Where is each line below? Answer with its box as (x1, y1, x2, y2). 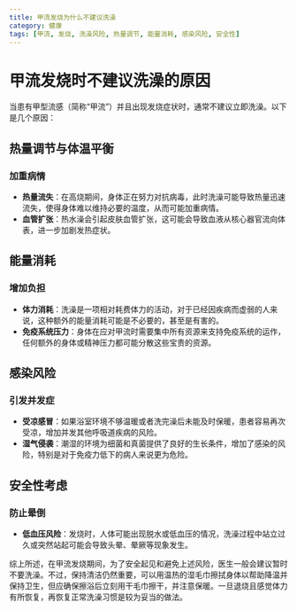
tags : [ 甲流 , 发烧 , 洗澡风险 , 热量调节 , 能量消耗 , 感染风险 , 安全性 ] (9, 29, 240, 38)
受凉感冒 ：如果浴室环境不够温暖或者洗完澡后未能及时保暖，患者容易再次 (21, 416, 286, 426)
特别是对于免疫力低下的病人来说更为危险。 (37, 450, 193, 460)
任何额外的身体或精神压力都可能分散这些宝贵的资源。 (21, 337, 217, 348)
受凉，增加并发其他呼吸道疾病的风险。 (21, 427, 162, 438)
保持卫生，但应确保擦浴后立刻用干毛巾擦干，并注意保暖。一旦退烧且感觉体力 (9, 581, 288, 591)
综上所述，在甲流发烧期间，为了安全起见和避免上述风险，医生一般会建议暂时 (9, 559, 288, 569)
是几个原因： (9, 113, 56, 123)
